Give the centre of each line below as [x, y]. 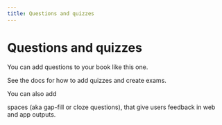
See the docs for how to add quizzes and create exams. [87, 80]
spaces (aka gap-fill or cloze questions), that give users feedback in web [111, 107]
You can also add [32, 93]
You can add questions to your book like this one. [78, 67]
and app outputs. [32, 114]
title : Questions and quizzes [51, 13]
